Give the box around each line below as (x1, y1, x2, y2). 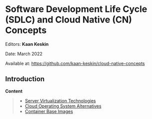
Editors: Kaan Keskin (5, 41, 49, 47)
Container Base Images (24, 108, 73, 114)
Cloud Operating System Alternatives (24, 103, 101, 109)
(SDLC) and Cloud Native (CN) (5, 14, 132, 25)
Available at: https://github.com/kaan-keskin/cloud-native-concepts (5, 60, 145, 66)
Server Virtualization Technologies (24, 98, 96, 104)
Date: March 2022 (5, 51, 42, 57)
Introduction (5, 75, 45, 83)
